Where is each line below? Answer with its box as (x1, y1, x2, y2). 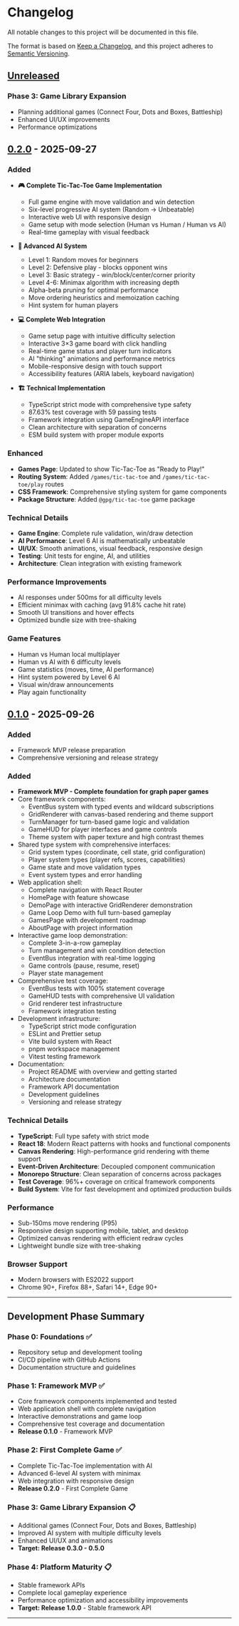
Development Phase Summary (7, 1310, 145, 1322)
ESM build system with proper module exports (28, 430, 164, 439)
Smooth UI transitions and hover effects (17, 609, 135, 617)
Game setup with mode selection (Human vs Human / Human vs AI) (28, 220, 226, 229)
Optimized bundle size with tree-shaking (17, 616, 137, 624)
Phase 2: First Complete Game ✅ (7, 1445, 122, 1455)
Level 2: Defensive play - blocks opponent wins (28, 263, 168, 271)
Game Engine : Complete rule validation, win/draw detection (17, 529, 193, 537)
